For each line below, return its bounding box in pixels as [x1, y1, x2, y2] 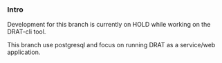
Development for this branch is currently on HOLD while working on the [7, 21, 211, 29]
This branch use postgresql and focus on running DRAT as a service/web [7, 41, 216, 49]
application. [7, 48, 41, 56]
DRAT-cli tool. [7, 27, 46, 36]
